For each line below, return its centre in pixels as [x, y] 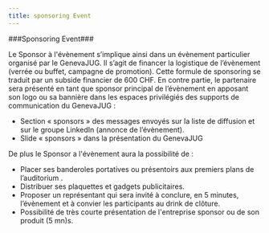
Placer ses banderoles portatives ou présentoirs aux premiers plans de [137, 169]
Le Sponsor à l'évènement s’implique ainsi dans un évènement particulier [129, 54]
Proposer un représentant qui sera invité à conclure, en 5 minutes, [129, 194]
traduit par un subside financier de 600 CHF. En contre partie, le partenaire [132, 80]
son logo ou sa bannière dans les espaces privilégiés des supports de [124, 96]
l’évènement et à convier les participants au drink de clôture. [120, 203]
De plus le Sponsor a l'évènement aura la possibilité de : [101, 153]
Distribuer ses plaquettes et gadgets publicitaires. [102, 186]
